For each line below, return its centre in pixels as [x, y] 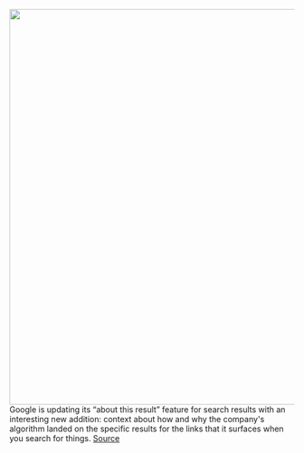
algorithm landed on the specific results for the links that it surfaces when [147, 429]
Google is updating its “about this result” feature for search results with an [147, 410]
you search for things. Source [65, 438]
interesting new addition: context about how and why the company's [137, 419]
